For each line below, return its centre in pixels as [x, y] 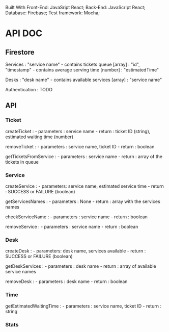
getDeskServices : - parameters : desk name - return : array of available [81, 266]
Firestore [20, 52]
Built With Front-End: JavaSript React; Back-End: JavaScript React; [76, 7]
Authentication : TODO [29, 90]
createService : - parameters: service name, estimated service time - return [85, 186]
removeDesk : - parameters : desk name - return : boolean [66, 282]
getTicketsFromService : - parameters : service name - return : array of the [84, 156]
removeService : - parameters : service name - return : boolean [72, 226]
